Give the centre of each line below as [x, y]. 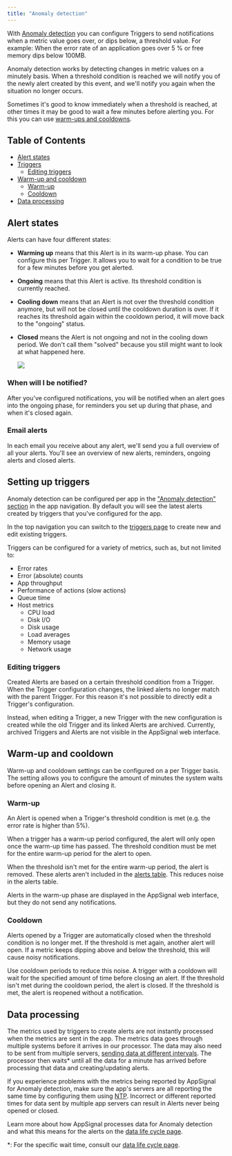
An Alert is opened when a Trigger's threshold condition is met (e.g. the [109, 818]
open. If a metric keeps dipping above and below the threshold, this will [109, 950]
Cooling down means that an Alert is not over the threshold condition [116, 302]
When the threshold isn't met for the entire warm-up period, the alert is [108, 867]
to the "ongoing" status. [51, 324]
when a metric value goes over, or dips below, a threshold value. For [104, 40]
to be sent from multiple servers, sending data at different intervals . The [109, 1053]
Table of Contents [47, 141]
